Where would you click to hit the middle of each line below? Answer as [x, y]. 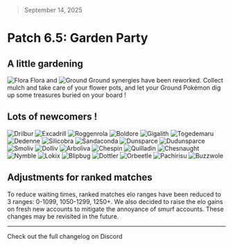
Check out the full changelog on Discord [65, 236]
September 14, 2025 [53, 10]
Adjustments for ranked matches [80, 177]
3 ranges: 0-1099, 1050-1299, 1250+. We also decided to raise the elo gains [115, 201]
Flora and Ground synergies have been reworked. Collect [127, 80]
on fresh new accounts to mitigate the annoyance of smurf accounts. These [115, 209]
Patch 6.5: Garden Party [78, 38]
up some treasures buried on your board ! [67, 95]
